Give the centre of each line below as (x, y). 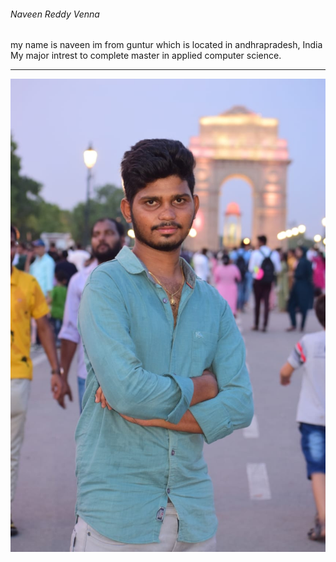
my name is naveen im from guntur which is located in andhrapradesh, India (166, 45)
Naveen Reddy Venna (55, 14)
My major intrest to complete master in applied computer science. (146, 56)
